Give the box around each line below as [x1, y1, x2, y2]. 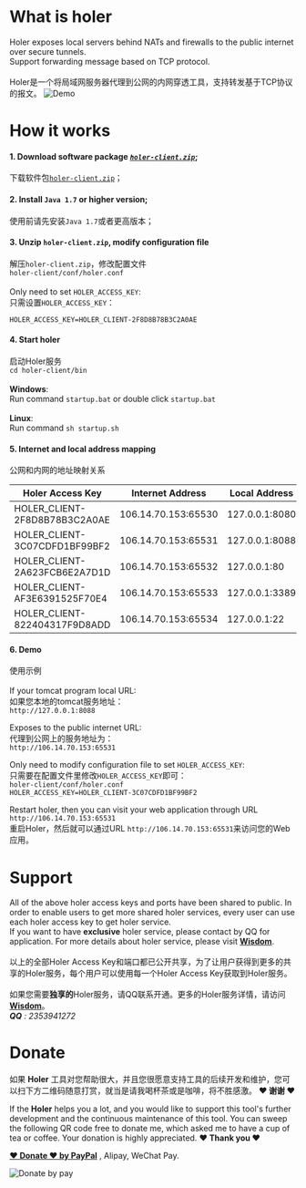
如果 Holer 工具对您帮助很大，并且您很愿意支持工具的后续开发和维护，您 [9, 1074, 282, 1085]
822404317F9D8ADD [14, 618, 111, 631]
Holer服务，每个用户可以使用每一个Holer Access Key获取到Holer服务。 [25, 968, 292, 979]
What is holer [9, 6, 112, 27]
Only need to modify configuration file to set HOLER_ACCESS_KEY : [9, 759, 246, 770]
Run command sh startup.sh [9, 422, 120, 433]
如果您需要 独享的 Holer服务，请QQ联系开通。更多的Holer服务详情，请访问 [9, 989, 286, 1000]
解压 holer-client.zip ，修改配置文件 [9, 258, 148, 269]
